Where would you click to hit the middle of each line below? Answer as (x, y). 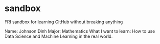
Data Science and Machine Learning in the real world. (59, 36)
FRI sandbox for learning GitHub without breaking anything (64, 22)
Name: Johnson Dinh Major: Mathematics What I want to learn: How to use (80, 31)
